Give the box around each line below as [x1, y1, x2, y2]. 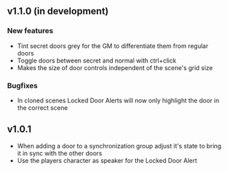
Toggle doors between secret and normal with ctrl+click [17, 56, 177, 65]
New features [7, 26, 54, 36]
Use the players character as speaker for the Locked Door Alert [17, 156, 198, 164]
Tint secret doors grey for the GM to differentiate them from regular [17, 41, 209, 50]
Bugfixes [7, 80, 38, 90]
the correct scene [17, 103, 68, 112]
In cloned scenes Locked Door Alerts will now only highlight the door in [17, 96, 219, 104]
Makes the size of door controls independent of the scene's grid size [17, 63, 214, 71]
